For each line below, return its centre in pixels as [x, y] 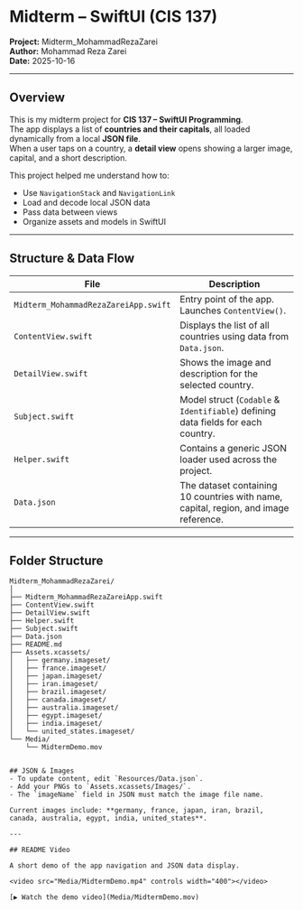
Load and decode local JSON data [86, 202]
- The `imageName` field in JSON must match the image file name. [137, 795]
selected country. [217, 385]
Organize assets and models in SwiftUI [94, 221]
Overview [37, 98]
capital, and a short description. [69, 158]
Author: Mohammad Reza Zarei [68, 51]
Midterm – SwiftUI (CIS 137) [114, 17]
